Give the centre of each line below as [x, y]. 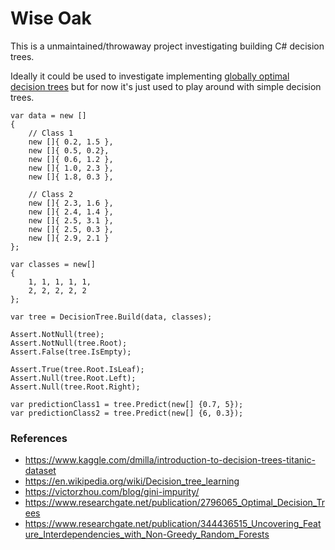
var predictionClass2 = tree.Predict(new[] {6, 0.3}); [127, 413]
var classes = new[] [53, 264]
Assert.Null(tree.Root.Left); [73, 378]
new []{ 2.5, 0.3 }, [71, 229]
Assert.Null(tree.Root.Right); [75, 387]
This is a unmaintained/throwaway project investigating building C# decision [167, 46]
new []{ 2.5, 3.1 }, [71, 220]
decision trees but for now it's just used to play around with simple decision [166, 86]
